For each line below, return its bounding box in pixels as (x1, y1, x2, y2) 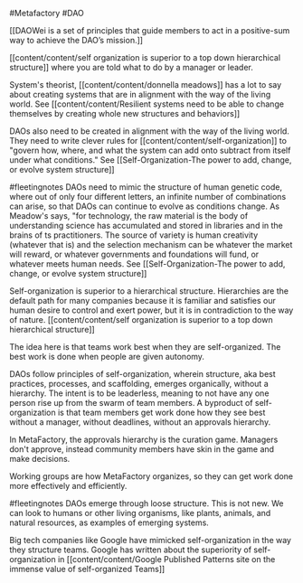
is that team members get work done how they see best (57, 407, 266, 418)
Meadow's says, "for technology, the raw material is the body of (9, 211, 249, 221)
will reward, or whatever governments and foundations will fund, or (9, 249, 260, 259)
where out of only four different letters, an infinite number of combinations (9, 192, 287, 202)
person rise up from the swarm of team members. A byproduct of (9, 398, 253, 408)
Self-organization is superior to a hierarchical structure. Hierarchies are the (9, 286, 289, 296)
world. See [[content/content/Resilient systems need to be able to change (9, 99, 285, 109)
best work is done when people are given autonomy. (9, 352, 205, 362)
